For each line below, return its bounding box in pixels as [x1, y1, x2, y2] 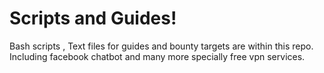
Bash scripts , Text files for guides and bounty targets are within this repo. [9, 40, 314, 52]
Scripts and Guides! [9, 7, 177, 30]
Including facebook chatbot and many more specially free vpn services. [9, 50, 306, 62]
